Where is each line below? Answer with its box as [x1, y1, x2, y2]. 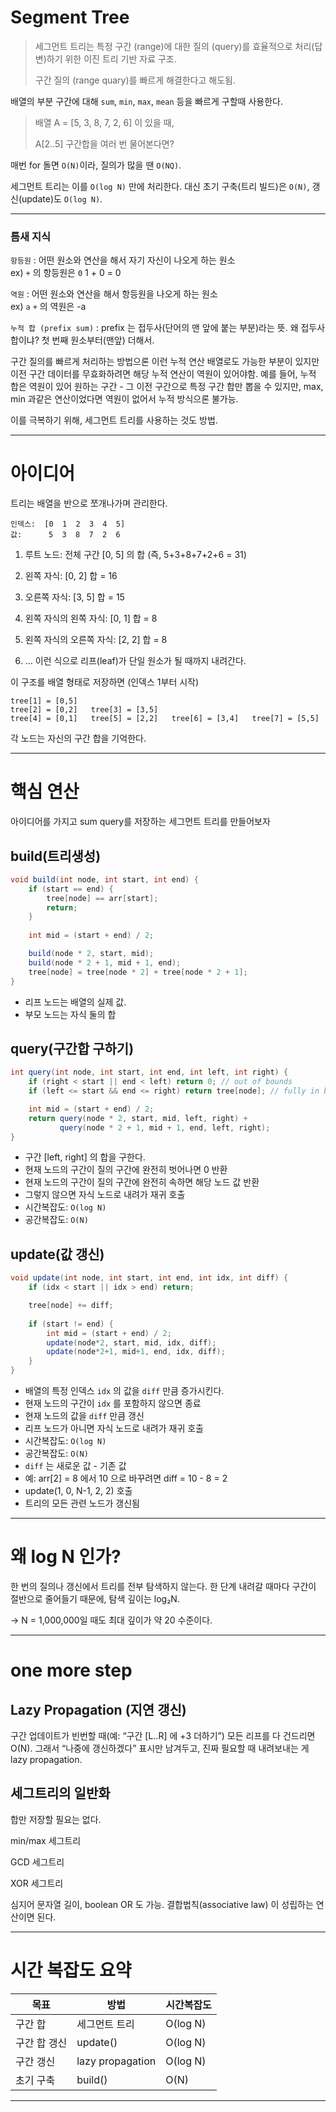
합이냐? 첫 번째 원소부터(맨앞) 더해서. [10, 334, 155, 346]
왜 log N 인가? [10, 1546, 122, 1568]
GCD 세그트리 [10, 1856, 65, 1868]
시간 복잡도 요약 [10, 1959, 132, 1981]
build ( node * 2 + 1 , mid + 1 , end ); [28, 957, 182, 968]
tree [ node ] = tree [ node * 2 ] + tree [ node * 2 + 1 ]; [28, 967, 248, 977]
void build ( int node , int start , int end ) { [10, 874, 199, 885]
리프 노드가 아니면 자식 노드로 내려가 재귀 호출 [24, 1422, 204, 1435]
